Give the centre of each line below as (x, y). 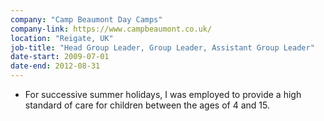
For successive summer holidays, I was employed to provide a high (163, 94)
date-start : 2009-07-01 (60, 57)
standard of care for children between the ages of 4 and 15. (147, 105)
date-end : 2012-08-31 (55, 66)
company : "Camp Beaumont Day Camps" (86, 19)
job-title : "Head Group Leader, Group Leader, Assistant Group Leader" (162, 47)
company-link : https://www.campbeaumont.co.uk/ (111, 29)
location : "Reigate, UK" (62, 38)
